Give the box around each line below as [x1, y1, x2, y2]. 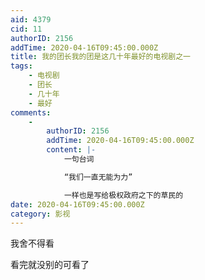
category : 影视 [10, 209, 71, 219]
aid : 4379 [10, 14, 52, 25]
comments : [10, 107, 52, 118]
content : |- [46, 145, 97, 155]
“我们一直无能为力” [63, 172, 133, 182]
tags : [10, 61, 33, 71]
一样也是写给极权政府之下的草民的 [63, 190, 184, 200]
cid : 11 [10, 24, 43, 34]
